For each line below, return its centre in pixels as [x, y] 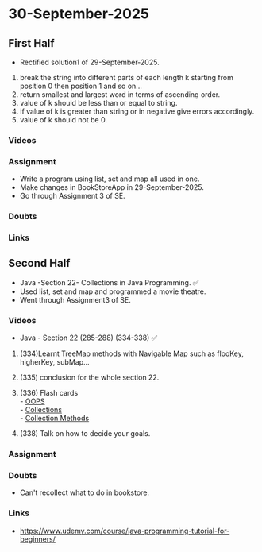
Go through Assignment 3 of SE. [72, 196]
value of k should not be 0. [63, 120]
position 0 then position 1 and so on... [81, 86]
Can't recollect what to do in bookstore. [84, 492]
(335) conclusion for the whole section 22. [89, 377]
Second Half [39, 263]
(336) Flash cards [49, 393]
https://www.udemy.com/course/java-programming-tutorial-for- [125, 531]
